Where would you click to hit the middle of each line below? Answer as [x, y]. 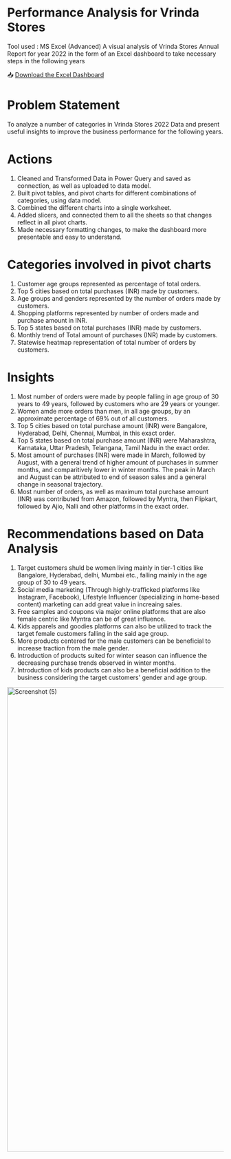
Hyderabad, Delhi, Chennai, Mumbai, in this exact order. [96, 433]
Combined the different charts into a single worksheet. [94, 207]
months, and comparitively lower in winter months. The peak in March [116, 469]
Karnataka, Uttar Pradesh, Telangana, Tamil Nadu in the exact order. [113, 447]
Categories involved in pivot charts [109, 265]
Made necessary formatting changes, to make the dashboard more [112, 229]
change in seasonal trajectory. [60, 484]
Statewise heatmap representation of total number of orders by [106, 342]
